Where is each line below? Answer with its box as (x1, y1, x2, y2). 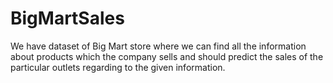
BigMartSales (10, 7, 125, 30)
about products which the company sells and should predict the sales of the (10, 50, 324, 62)
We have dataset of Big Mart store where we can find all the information (10, 40, 307, 52)
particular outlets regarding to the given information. (10, 61, 226, 73)
